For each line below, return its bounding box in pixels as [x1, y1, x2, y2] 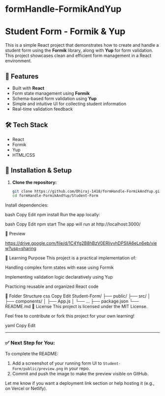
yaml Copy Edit [5, 323, 36, 329]
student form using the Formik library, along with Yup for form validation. [5, 48, 153, 54]
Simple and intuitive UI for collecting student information [12, 101, 127, 107]
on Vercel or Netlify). [5, 385, 48, 391]
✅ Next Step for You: [5, 339, 55, 346]
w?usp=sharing [5, 246, 37, 252]
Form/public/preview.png [12, 366, 63, 371]
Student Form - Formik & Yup [5, 26, 126, 37]
